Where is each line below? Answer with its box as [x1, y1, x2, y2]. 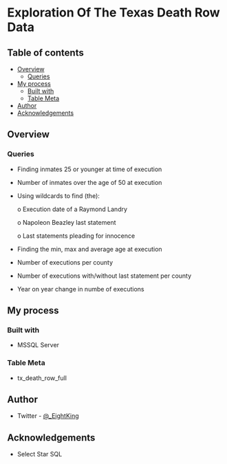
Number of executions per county [17, 258, 113, 266]
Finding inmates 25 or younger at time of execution [17, 165, 162, 173]
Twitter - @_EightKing [17, 412, 79, 420]
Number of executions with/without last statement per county [17, 272, 192, 280]
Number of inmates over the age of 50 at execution [17, 178, 162, 186]
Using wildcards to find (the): [17, 191, 100, 200]
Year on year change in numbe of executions [17, 285, 144, 293]
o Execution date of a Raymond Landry [17, 205, 128, 213]
